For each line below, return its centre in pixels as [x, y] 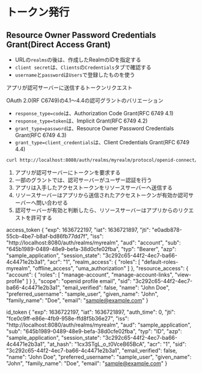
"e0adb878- [167, 229]
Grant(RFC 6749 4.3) [41, 135]
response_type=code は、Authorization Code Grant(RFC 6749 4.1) [94, 113]
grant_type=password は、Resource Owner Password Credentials [94, 128]
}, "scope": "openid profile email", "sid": [82, 281]
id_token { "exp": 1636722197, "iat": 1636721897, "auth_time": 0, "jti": [91, 312]
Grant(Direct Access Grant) [59, 44]
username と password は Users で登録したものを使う [75, 75]
